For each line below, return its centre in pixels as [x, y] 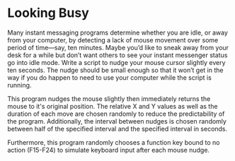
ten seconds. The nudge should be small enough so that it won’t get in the [115, 70]
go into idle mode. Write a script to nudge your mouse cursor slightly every [116, 62]
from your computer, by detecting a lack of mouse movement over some [113, 40]
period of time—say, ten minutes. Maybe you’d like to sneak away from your [118, 47]
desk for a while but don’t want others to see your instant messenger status [117, 55]
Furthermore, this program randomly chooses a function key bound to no [114, 142]
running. [19, 85]
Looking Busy [48, 13]
